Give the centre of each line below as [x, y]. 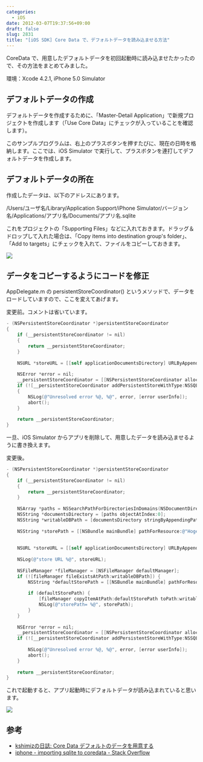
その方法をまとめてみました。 [54, 65]
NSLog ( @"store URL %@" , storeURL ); [62, 560]
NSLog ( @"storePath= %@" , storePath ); [86, 605]
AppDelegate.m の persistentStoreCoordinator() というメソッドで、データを [101, 292]
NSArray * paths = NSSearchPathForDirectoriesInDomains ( [89, 509]
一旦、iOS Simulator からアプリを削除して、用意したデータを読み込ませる [98, 438]
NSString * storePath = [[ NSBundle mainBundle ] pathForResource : [100, 531]
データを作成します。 [48, 158]
